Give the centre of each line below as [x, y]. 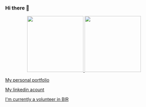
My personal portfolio [27, 80]
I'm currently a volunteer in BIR [37, 100]
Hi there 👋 [17, 8]
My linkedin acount [25, 90]
